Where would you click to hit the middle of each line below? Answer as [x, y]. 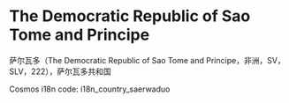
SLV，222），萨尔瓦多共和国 [61, 71]
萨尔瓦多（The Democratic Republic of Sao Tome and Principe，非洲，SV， [147, 60]
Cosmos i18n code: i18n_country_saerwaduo [90, 89]
